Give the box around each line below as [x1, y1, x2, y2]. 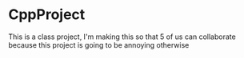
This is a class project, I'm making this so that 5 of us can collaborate [8, 32, 236, 41]
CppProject [8, 6, 86, 24]
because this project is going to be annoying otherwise [8, 40, 190, 49]
